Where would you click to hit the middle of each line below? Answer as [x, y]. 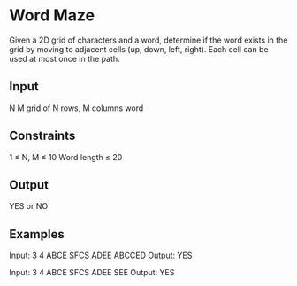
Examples [37, 234]
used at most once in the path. [65, 58]
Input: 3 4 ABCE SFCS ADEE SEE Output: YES [92, 273]
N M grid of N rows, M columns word [76, 108]
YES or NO [29, 206]
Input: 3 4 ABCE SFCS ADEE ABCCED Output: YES [101, 255]
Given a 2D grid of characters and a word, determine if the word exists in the [148, 40]
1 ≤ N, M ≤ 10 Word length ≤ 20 [66, 157]
